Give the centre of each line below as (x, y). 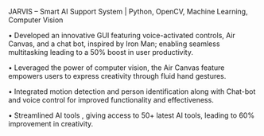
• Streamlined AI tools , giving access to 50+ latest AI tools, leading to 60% (132, 115)
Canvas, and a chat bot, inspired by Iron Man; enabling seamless (114, 44)
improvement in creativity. (51, 124)
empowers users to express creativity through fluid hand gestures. (117, 76)
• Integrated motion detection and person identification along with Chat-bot (132, 91)
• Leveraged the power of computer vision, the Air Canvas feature (116, 68)
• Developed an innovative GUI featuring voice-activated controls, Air (122, 35)
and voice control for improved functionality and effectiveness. (111, 100)
